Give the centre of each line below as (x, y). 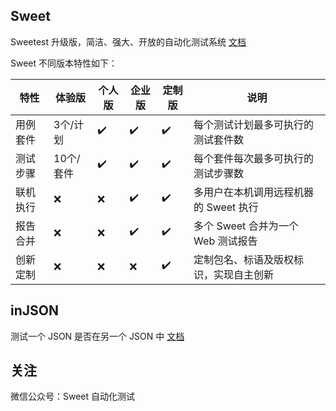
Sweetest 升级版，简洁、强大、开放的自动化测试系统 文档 (128, 41)
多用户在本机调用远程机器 (254, 192)
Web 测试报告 (225, 241)
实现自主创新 (244, 274)
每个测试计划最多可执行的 (254, 124)
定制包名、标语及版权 (244, 259)
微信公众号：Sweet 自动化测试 (73, 396)
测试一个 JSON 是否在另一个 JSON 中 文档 (97, 336)
